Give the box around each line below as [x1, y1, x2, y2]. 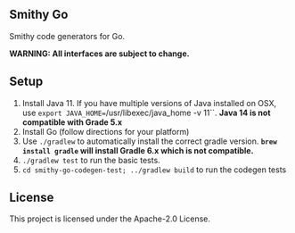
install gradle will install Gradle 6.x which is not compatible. [21, 145, 254, 155]
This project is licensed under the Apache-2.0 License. [9, 213, 211, 224]
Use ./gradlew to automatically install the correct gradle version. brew [21, 136, 278, 146]
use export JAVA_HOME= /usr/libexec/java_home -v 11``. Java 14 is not [21, 107, 271, 118]
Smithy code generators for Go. [9, 30, 126, 41]
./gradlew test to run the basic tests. [21, 154, 160, 165]
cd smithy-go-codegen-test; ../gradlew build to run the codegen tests [21, 164, 287, 175]
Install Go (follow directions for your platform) [21, 126, 190, 137]
